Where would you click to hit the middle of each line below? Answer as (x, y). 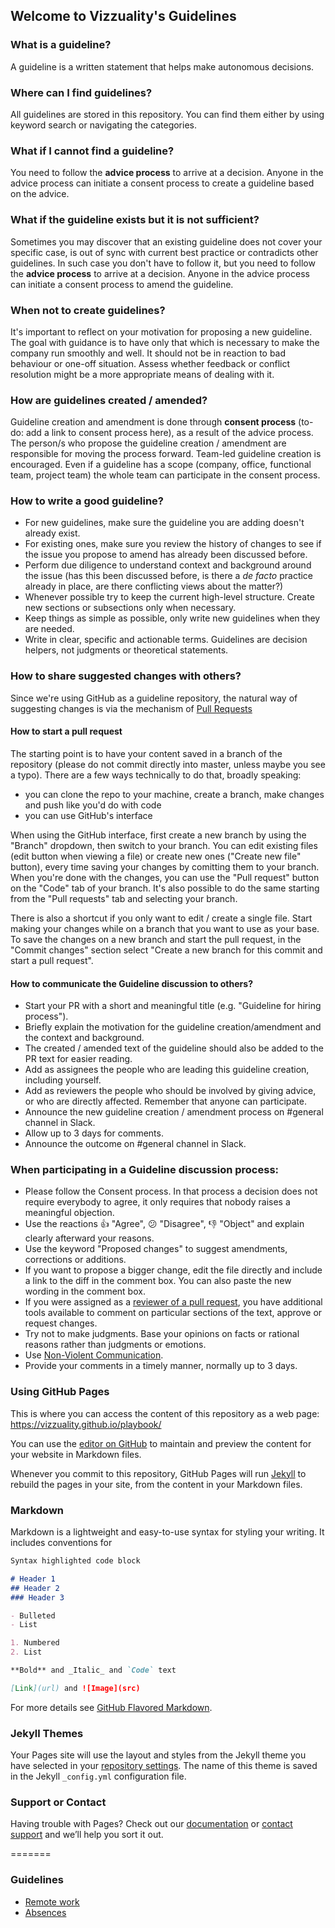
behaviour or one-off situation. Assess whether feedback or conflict (150, 363)
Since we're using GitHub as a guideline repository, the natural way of (154, 698)
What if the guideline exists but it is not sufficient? (135, 220)
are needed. (49, 629)
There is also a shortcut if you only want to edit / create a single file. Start (161, 918)
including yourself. (63, 1080)
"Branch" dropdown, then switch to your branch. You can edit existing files (164, 845)
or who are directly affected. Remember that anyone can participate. (166, 1101)
